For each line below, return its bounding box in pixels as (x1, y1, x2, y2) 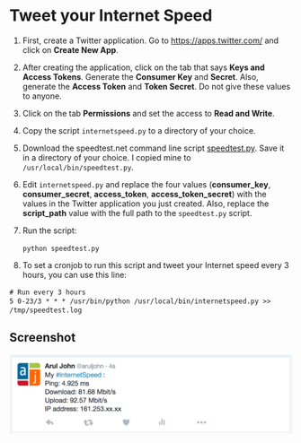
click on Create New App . (22, 44, 119, 55)
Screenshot (9, 330, 76, 345)
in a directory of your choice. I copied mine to (22, 152, 191, 162)
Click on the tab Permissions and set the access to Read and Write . (22, 108, 276, 118)
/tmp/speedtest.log (9, 306, 83, 315)
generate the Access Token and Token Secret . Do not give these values (22, 81, 291, 91)
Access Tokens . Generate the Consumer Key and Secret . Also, (22, 71, 259, 82)
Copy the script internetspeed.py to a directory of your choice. (22, 125, 256, 135)
